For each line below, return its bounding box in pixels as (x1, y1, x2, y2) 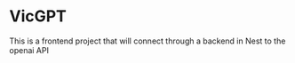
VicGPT (9, 6, 67, 27)
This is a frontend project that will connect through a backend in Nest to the (9, 35, 286, 46)
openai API (9, 44, 49, 55)
